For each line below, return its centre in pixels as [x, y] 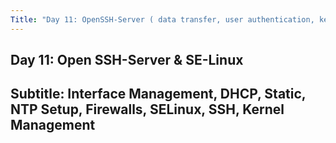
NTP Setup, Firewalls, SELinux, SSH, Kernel [147, 109]
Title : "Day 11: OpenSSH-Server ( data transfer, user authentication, [162, 19]
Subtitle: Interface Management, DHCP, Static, [158, 94]
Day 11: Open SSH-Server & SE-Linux [127, 60]
